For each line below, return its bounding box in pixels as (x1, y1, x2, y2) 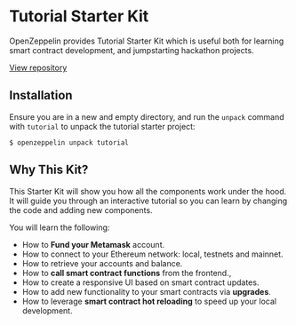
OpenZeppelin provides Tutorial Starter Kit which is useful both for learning (9, 36, 284, 46)
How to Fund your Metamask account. (21, 239, 165, 250)
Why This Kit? (9, 162, 89, 178)
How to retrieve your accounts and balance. (21, 258, 183, 268)
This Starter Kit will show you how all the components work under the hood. (9, 186, 287, 196)
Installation (9, 88, 73, 103)
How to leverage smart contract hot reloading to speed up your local (21, 296, 277, 306)
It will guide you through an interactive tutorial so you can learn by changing (9, 195, 288, 206)
